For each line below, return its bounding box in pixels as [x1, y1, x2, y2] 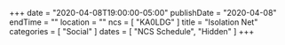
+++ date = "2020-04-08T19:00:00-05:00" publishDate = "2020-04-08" [9, 8, 277, 18]
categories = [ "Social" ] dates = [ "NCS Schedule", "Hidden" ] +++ [9, 26, 255, 36]
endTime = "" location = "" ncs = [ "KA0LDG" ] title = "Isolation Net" [9, 17, 258, 27]
